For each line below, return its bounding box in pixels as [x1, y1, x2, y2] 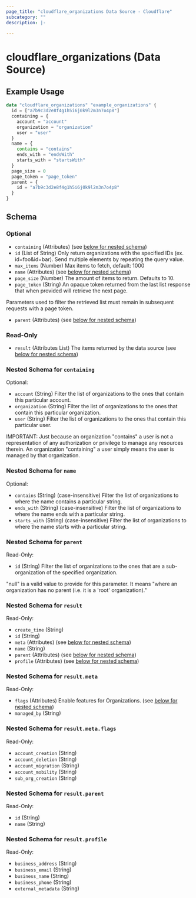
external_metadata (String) [14, 885, 79, 892]
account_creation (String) [14, 749, 77, 756]
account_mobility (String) [14, 768, 77, 775]
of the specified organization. [46, 568, 118, 576]
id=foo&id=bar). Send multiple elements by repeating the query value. [14, 255, 184, 263]
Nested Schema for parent [6, 538, 82, 546]
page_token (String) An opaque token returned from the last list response [14, 281, 191, 288]
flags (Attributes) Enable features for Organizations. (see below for [14, 697, 178, 704]
